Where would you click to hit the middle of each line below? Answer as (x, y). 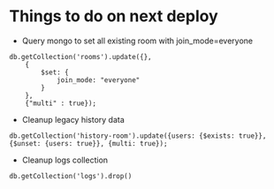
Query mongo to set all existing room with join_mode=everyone (137, 41)
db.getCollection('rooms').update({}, (80, 57)
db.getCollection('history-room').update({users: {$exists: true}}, (138, 136)
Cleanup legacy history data (73, 119)
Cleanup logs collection (65, 160)
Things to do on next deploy (114, 16)
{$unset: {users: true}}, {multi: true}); (88, 143)
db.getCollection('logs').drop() (71, 176)
